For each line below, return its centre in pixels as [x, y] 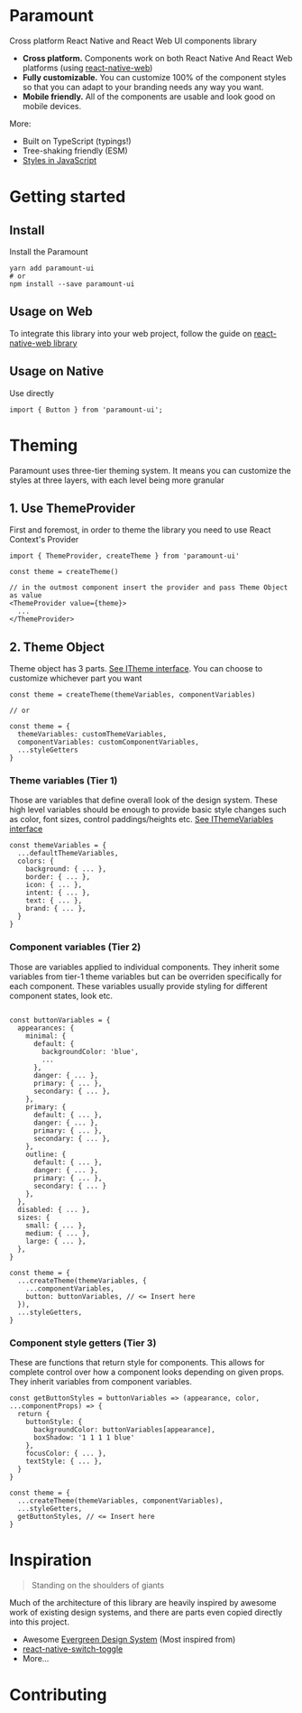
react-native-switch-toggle [73, 1649]
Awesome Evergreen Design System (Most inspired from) [129, 1639]
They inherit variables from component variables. [101, 1382]
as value [26, 596]
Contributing [58, 1695]
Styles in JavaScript [59, 160]
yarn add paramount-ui [52, 268]
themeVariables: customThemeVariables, [92, 735]
